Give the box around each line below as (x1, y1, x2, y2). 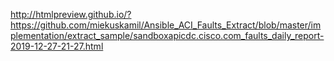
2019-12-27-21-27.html (10, 40, 104, 52)
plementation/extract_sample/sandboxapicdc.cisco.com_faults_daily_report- (10, 30, 325, 41)
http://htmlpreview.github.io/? (10, 9, 132, 20)
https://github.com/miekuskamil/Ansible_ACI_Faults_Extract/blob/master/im (10, 19, 322, 31)
